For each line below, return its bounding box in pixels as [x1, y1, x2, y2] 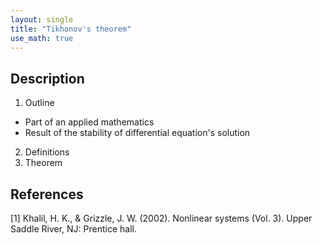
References [10, 186, 84, 203]
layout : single [10, 14, 74, 25]
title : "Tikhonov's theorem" [10, 24, 132, 34]
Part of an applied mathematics [24, 116, 155, 128]
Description [10, 70, 85, 87]
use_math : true [10, 33, 74, 43]
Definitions [24, 146, 70, 158]
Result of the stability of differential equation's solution [24, 127, 251, 139]
